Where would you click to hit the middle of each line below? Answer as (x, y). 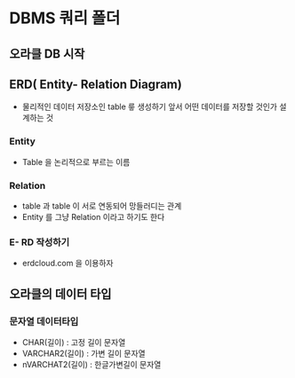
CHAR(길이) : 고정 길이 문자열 (74, 342)
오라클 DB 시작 (47, 54)
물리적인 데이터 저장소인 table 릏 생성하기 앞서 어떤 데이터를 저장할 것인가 (150, 106)
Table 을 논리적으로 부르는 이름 (76, 161)
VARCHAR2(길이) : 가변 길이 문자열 (84, 353)
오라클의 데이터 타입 (60, 294)
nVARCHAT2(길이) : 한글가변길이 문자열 (92, 364)
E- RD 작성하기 (40, 242)
